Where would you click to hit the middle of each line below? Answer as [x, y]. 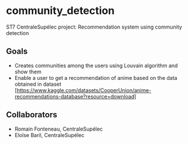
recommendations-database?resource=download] [75, 96]
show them [28, 72]
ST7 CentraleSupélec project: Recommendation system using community [94, 27]
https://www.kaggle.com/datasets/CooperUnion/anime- [84, 90]
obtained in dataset [38, 84]
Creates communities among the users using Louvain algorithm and [96, 65]
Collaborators [32, 115]
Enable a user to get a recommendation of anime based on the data [96, 78]
